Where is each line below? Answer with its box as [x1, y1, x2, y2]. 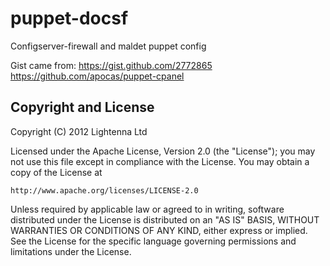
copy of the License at [10, 166, 103, 178]
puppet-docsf [10, 7, 129, 30]
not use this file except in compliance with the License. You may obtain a [10, 155, 310, 167]
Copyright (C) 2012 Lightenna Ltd [10, 125, 148, 137]
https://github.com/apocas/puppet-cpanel [10, 70, 185, 82]
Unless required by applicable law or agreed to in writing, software [10, 203, 285, 215]
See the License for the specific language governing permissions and [10, 235, 297, 247]
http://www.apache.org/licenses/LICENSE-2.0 [10, 185, 199, 196]
